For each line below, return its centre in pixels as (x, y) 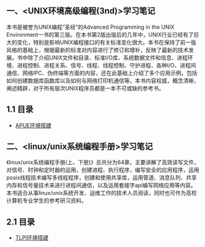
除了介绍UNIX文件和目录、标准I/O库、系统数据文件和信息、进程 (107, 58)
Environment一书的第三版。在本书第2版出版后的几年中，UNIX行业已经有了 (100, 34)
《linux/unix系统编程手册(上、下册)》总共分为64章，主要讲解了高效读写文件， (103, 162)
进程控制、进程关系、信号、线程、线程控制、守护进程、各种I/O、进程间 (106, 65)
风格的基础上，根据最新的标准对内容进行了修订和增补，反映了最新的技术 (97, 50)
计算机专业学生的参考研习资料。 (47, 200)
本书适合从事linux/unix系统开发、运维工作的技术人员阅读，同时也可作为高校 (102, 193)
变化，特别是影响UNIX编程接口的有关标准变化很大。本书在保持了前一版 (107, 42)
